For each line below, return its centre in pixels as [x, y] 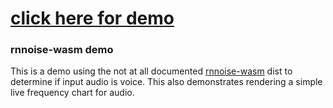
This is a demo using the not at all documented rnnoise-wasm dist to [151, 71]
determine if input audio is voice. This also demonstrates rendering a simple [166, 82]
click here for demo [92, 18]
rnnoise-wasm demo [62, 50]
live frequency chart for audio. [72, 93]
